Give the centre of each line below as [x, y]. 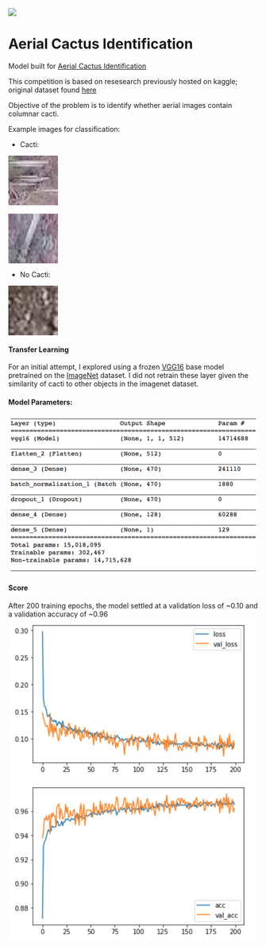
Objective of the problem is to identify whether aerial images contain [120, 106]
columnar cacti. [34, 114]
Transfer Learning [39, 349]
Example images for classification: [64, 129]
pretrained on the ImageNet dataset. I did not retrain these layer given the [128, 376]
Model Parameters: [40, 402]
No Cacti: [35, 275]
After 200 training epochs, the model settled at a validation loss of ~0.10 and [133, 605]
